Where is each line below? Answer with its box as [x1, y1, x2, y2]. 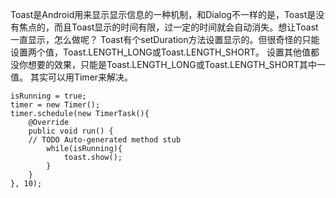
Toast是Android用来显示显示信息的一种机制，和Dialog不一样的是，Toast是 [10, 9, 317, 20]
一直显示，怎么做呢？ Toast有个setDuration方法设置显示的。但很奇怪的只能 [10, 34, 320, 45]
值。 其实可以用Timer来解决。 [10, 71, 134, 83]
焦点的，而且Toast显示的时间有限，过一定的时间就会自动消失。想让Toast [18, 21, 319, 33]
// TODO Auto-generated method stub [28, 135, 182, 145]
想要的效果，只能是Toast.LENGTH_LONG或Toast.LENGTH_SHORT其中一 [27, 59, 326, 70]
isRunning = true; [10, 91, 87, 101]
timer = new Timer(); [10, 100, 101, 110]
